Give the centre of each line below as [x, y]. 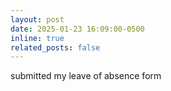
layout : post [37, 19]
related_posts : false [55, 47]
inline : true [37, 38]
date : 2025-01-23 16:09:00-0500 [77, 29]
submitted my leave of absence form [86, 76]
